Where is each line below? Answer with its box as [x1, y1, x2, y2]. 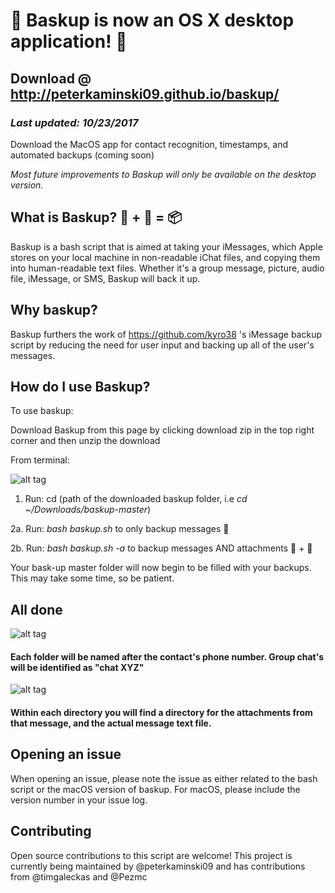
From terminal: [10, 454, 70, 466]
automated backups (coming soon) [10, 149, 155, 161]
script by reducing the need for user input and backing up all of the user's [10, 339, 315, 351]
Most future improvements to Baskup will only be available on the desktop [10, 168, 317, 180]
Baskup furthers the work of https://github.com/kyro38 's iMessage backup [10, 328, 322, 340]
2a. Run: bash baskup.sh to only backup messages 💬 [10, 523, 230, 535]
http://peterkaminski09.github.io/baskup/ [10, 85, 280, 103]
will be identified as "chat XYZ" [10, 661, 145, 673]
